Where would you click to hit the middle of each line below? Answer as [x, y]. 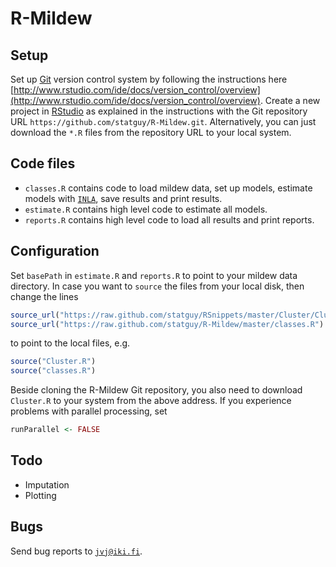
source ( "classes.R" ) [53, 371]
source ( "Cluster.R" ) [53, 362]
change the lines [44, 296]
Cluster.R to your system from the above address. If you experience [151, 401]
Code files [43, 163]
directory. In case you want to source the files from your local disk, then [157, 286]
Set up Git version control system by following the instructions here [149, 79]
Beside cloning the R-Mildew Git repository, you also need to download [156, 390]
